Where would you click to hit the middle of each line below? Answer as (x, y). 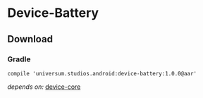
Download (30, 39)
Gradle (19, 59)
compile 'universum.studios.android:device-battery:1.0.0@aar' (102, 73)
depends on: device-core (44, 87)
